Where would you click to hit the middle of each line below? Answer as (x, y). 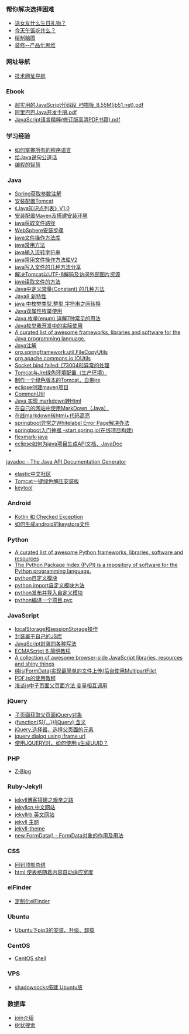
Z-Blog (23, 771)
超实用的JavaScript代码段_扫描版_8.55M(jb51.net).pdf (79, 104)
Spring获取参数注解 (38, 194)
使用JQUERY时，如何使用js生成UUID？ (61, 743)
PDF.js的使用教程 (35, 678)
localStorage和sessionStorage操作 (56, 629)
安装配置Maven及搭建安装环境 (51, 216)
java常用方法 (30, 245)
